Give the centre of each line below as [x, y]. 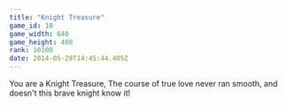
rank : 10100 [31, 50]
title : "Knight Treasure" [57, 17]
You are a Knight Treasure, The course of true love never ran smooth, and [143, 84]
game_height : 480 [41, 42]
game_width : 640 [39, 34]
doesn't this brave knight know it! [70, 93]
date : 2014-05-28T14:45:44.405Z [69, 58]
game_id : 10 [31, 26]
